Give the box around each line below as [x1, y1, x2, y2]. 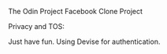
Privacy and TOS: [8, 22, 65, 31]
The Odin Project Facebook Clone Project [8, 7, 143, 16]
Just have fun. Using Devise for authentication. [8, 37, 161, 46]
